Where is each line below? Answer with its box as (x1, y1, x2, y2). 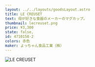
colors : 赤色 (5, 39, 30, 44)
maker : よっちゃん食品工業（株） (5, 43, 64, 48)
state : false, (5, 30, 34, 34)
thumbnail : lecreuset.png (5, 20, 57, 26)
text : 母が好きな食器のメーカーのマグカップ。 (5, 16, 87, 21)
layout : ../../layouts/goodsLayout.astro (5, 7, 91, 12)
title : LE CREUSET (5, 12, 42, 17)
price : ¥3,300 (5, 25, 34, 30)
